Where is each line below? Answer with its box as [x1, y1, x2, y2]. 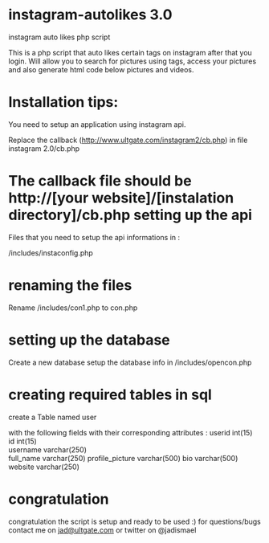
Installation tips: [8, 93, 119, 112]
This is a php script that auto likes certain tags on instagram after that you [8, 47, 253, 57]
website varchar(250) [8, 462, 80, 472]
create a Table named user [8, 412, 97, 422]
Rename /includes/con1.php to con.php [8, 303, 138, 312]
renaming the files [8, 276, 132, 294]
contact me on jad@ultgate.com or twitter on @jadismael [8, 525, 197, 535]
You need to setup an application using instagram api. [8, 119, 186, 129]
